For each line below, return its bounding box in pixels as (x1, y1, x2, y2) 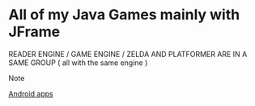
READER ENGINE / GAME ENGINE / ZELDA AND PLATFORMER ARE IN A (8, 49, 248, 59)
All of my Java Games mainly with (8, 6, 240, 24)
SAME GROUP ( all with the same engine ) (8, 58, 148, 67)
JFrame (8, 22, 61, 41)
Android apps (8, 88, 54, 98)
